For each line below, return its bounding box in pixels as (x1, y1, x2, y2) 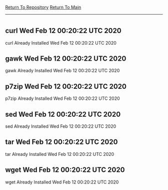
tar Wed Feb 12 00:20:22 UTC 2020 (5, 138, 118, 146)
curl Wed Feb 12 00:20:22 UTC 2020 (5, 27, 121, 35)
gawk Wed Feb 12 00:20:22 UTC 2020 (5, 55, 126, 63)
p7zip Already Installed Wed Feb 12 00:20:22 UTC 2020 (5, 95, 120, 102)
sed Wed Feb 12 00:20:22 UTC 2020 (5, 110, 121, 118)
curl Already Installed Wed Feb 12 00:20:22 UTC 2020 (5, 40, 116, 46)
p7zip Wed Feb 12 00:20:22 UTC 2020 (5, 82, 126, 91)
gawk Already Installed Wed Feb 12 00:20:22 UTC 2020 (5, 68, 120, 74)
